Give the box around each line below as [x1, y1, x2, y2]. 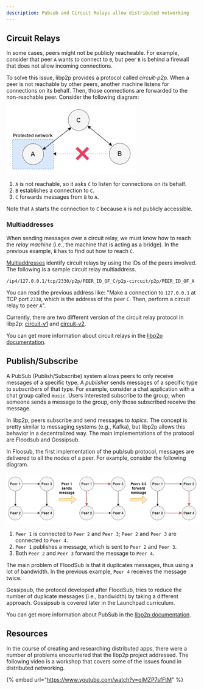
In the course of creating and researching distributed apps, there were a [6, 644, 188, 652]
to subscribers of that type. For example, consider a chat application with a [6, 385, 195, 393]
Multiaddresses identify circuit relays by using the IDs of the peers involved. [6, 259, 197, 266]
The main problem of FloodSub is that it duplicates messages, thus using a [6, 561, 194, 568]
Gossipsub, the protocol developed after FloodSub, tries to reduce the [6, 586, 182, 593]
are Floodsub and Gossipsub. [6, 436, 80, 443]
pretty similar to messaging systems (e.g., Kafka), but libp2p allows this [6, 423, 186, 430]
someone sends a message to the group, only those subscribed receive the [6, 398, 196, 405]
